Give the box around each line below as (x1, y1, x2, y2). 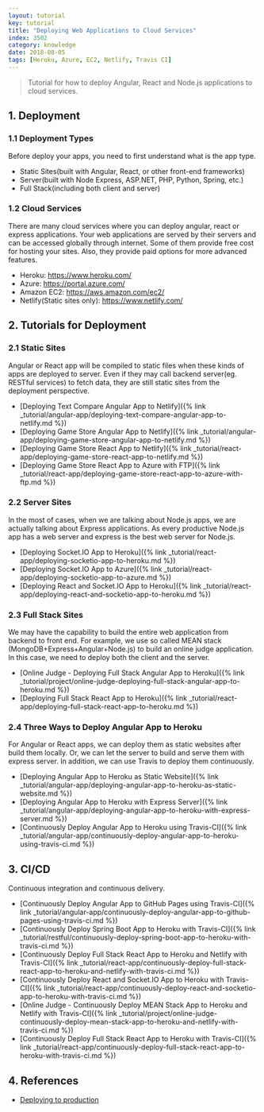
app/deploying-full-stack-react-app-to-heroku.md (19, 702, 185, 712)
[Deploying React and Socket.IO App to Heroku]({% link (19, 581, 202, 590)
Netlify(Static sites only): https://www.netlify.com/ (19, 295, 184, 305)
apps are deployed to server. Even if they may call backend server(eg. (8, 369, 237, 378)
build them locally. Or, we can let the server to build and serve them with (8, 748, 245, 758)
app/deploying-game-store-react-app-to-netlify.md (19, 452, 189, 461)
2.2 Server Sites (8, 497, 72, 508)
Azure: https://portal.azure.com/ (19, 279, 125, 288)
